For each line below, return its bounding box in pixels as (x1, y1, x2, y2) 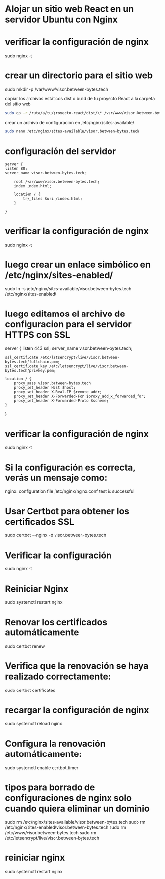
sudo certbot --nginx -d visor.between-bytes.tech (5, 533, 107, 538)
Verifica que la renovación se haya (5, 660, 149, 672)
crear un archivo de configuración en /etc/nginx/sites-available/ (5, 119, 134, 125)
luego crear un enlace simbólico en (5, 259, 151, 270)
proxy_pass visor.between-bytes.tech (14, 380, 91, 386)
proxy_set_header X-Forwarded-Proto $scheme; (14, 398, 109, 403)
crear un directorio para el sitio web (5, 70, 153, 81)
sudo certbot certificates (5, 688, 55, 693)
